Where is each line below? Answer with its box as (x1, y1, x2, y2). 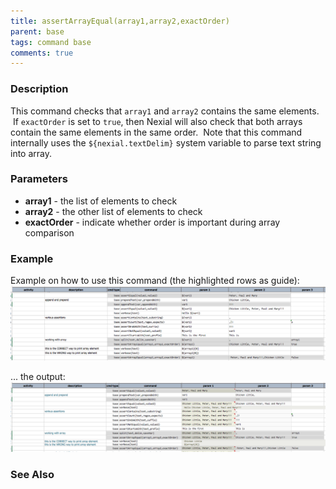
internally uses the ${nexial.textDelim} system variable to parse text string (10, 136, 322, 149)
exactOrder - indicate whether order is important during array (24, 216, 281, 228)
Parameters (10, 172, 68, 186)
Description (10, 82, 69, 96)
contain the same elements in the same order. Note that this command (10, 126, 303, 138)
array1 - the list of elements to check (24, 195, 178, 207)
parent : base (10, 26, 65, 37)
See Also (10, 467, 55, 481)
